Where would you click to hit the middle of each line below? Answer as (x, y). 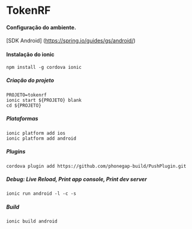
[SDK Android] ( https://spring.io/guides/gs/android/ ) (71, 41)
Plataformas (22, 119)
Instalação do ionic (30, 54)
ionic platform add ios (36, 133)
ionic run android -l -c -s (41, 194)
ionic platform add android (41, 138)
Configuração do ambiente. (41, 27)
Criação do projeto (30, 80)
